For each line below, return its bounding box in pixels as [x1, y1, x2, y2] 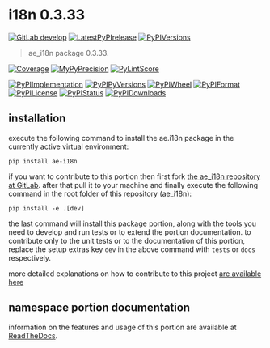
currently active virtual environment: [8, 142, 129, 151]
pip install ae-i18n [8, 157, 78, 165]
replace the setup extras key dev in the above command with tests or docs [8, 244, 256, 254]
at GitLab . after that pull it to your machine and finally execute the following [8, 180, 259, 189]
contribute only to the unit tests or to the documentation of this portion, [8, 236, 245, 245]
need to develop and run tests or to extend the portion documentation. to [8, 227, 251, 236]
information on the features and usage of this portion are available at [8, 322, 237, 332]
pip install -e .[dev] [8, 204, 85, 212]
